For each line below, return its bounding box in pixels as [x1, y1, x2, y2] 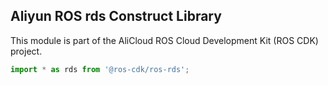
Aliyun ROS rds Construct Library [10, 8, 222, 25]
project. [10, 45, 43, 57]
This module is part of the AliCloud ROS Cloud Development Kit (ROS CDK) [10, 34, 319, 46]
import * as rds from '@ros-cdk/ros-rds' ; [10, 64, 190, 74]
